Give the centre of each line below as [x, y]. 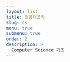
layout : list [22, 12]
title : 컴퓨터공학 [26, 17]
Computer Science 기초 [38, 50]
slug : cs [17, 22]
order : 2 [17, 39]
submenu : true [24, 34]
